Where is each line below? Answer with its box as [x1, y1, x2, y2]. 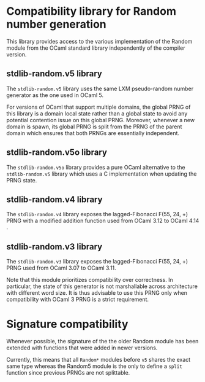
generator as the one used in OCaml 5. [6, 91, 104, 99]
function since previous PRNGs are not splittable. [6, 369, 130, 376]
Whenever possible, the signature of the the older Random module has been [6, 338, 199, 345]
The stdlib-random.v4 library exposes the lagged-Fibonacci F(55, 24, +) [6, 211, 188, 218]
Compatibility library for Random [6, 4, 176, 18]
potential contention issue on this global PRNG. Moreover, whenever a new [6, 116, 195, 123]
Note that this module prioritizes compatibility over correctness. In [6, 276, 173, 284]
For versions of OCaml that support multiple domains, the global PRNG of [6, 103, 191, 111]
